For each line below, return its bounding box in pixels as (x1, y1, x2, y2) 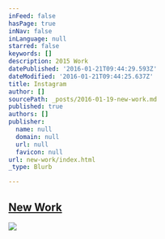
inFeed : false (8, 11, 57, 20)
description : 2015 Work (8, 58, 89, 66)
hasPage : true (8, 20, 57, 28)
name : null (15, 125, 53, 133)
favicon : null (15, 148, 63, 156)
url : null (15, 140, 49, 149)
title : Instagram (8, 80, 67, 88)
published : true (8, 102, 63, 111)
